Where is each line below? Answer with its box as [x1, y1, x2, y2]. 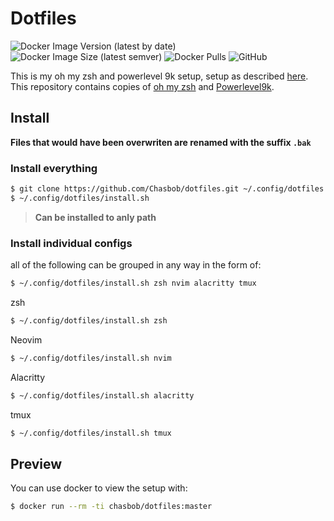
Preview [10, 455, 63, 472]
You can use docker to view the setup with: [10, 482, 188, 494]
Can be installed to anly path [34, 211, 157, 223]
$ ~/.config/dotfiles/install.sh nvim [10, 353, 172, 363]
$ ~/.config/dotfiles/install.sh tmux [10, 428, 172, 438]
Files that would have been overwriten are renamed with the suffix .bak [10, 136, 312, 148]
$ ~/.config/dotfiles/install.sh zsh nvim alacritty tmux [10, 278, 257, 289]
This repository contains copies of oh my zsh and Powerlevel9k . [10, 80, 275, 92]
